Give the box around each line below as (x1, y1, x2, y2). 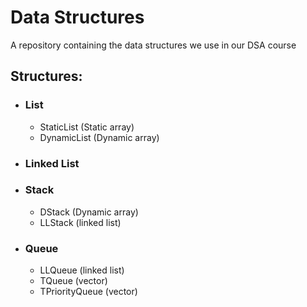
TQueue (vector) (39, 275, 108, 287)
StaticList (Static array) (39, 121, 135, 133)
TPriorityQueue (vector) (39, 286, 138, 298)
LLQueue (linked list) (39, 264, 125, 276)
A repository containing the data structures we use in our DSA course (10, 39, 297, 51)
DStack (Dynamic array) (39, 206, 139, 218)
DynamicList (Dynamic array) (39, 131, 160, 143)
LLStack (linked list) (39, 216, 122, 228)
